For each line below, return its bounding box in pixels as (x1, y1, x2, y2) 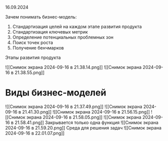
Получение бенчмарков (12, 45, 64, 50)
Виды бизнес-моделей (5, 87, 106, 98)
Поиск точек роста (12, 39, 54, 45)
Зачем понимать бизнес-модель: (5, 14, 77, 19)
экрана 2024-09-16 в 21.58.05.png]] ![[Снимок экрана (26, 114, 141, 120)
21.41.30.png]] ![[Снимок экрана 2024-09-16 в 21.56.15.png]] (22, 108, 150, 114)
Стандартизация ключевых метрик (12, 29, 88, 34)
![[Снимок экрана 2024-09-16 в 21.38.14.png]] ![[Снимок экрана (5, 64, 142, 70)
